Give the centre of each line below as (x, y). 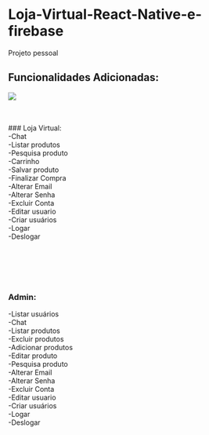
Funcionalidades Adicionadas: (83, 77)
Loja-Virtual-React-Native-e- (105, 15)
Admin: (22, 297)
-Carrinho (24, 161)
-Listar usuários (34, 314)
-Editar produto (33, 356)
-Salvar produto (34, 170)
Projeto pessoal (33, 53)
